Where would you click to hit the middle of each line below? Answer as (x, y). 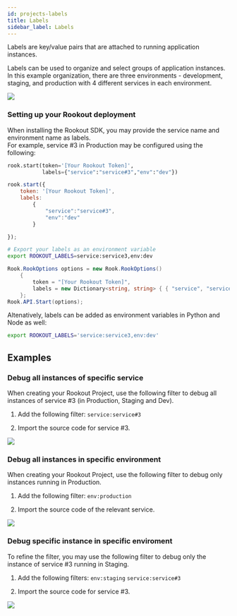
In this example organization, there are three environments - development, (115, 76)
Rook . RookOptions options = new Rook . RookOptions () (85, 269)
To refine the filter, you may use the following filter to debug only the (107, 556)
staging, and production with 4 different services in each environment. (110, 83)
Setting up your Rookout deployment (72, 115)
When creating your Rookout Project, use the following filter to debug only (115, 475)
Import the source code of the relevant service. (86, 509)
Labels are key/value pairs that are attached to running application (103, 47)
